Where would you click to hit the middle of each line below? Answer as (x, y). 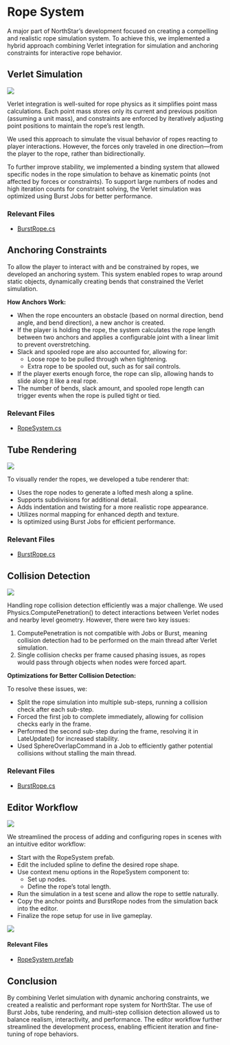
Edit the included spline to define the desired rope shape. (98, 865)
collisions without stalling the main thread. (77, 753)
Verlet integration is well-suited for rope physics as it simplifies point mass (112, 104)
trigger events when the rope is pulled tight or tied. (89, 395)
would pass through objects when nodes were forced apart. (102, 662)
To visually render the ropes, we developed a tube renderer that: (98, 479)
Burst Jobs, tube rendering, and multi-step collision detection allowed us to (113, 1012)
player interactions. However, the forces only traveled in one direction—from (115, 146)
